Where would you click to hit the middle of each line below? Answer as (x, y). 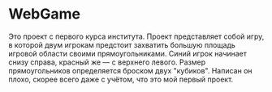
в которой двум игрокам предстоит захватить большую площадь (122, 44)
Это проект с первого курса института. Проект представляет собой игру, (136, 36)
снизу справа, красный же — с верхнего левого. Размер (107, 62)
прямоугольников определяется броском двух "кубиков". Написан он (131, 70)
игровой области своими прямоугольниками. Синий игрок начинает (128, 53)
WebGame (45, 14)
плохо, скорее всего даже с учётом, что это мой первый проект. (121, 79)
